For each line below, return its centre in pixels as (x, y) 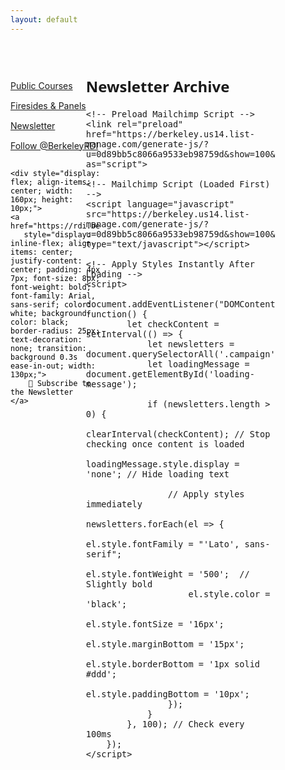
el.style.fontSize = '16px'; (155, 624)
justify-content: (46, 261)
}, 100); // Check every (185, 724)
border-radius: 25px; (55, 331)
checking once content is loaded (165, 444)
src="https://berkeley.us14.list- (167, 214)
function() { (116, 314)
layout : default (44, 19)
